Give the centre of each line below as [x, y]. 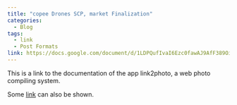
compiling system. [34, 80]
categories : [25, 20]
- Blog [23, 27]
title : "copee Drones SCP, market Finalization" [80, 14]
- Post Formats [36, 47]
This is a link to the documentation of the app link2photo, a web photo [109, 73]
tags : [15, 33]
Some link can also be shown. [50, 94]
